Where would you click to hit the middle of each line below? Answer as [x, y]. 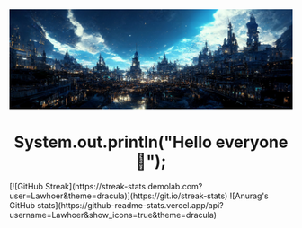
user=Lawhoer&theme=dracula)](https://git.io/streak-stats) [119, 196]
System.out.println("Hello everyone [151, 142]
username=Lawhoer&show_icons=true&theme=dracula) [113, 215]
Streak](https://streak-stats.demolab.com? [124, 186]
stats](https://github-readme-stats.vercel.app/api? [131, 205]
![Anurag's [249, 196]
